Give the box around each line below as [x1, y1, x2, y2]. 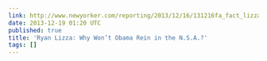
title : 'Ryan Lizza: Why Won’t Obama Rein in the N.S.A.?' [8, 33, 208, 42]
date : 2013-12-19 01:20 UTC [8, 19, 102, 27]
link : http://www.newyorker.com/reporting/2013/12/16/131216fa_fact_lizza [8, 11, 261, 20]
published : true [8, 26, 62, 34]
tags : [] [8, 41, 37, 49]
